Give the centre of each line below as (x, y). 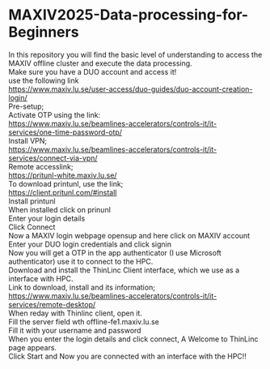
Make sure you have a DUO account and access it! (93, 71)
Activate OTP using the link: (55, 114)
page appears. (33, 347)
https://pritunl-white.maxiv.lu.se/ (63, 175)
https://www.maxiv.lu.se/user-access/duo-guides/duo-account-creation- (131, 89)
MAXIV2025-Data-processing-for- (129, 15)
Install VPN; (28, 140)
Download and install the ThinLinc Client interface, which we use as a (124, 270)
